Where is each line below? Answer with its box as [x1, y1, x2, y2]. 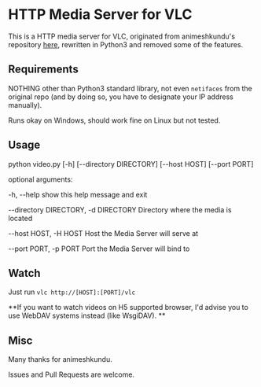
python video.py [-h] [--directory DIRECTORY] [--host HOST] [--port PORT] [8, 159, 254, 168]
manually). [8, 100, 42, 109]
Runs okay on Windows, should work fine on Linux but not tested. [8, 116, 221, 125]
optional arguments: [8, 175, 73, 184]
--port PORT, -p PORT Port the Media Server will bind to [8, 244, 190, 253]
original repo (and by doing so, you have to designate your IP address [8, 92, 233, 101]
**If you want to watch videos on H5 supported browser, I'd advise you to [8, 303, 249, 312]
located [8, 213, 33, 223]
